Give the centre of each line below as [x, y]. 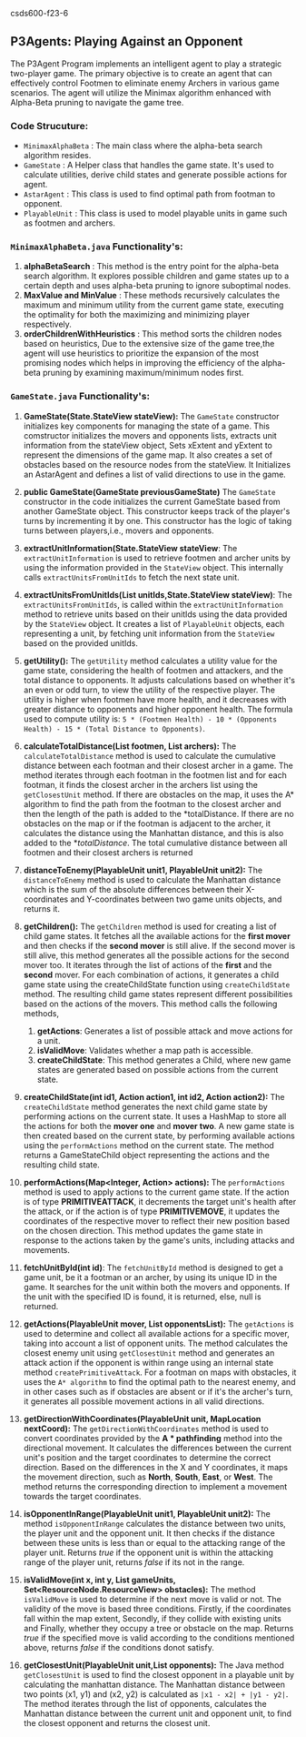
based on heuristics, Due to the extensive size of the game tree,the [149, 344]
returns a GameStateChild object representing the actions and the [147, 1155]
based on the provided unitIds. [81, 643]
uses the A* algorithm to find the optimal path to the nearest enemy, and [159, 1381]
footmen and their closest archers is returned [108, 852]
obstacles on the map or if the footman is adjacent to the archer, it [147, 823]
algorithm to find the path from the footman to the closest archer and [152, 803]
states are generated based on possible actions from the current [158, 1069]
